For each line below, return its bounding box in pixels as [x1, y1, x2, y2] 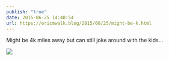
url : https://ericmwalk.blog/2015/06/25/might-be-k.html [6, 20, 152, 26]
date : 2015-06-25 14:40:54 [6, 14, 74, 21]
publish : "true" [6, 8, 47, 15]
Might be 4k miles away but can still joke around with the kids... [6, 37, 164, 44]
